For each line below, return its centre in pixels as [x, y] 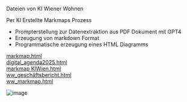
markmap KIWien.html [34, 69]
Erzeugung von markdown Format [57, 38]
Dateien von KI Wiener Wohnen [45, 9]
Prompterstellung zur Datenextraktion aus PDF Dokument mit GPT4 [98, 32]
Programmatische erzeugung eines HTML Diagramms [81, 44]
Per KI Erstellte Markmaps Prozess [49, 20]
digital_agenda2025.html [37, 62]
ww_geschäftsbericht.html [39, 75]
